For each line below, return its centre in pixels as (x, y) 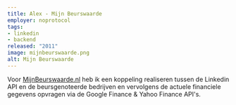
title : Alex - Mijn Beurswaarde (55, 14)
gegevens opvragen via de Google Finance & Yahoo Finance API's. (104, 94)
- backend (22, 40)
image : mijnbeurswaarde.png (49, 53)
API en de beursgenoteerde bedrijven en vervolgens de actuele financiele (114, 86)
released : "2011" (33, 46)
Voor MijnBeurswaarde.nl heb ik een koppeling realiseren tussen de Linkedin (118, 79)
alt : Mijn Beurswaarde (41, 59)
